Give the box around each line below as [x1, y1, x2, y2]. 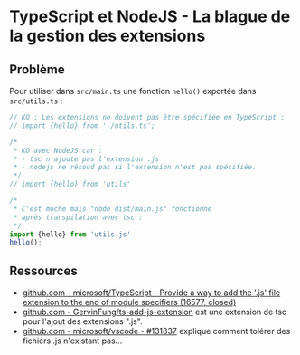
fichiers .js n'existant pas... [22, 335, 123, 346]
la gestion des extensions [9, 25, 206, 46]
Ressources [9, 263, 79, 278]
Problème [9, 62, 65, 77]
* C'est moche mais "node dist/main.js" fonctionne [13, 204, 212, 214]
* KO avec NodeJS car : [13, 146, 103, 155]
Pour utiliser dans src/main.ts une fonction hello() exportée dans [9, 86, 257, 96]
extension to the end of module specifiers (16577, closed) [22, 297, 237, 308]
